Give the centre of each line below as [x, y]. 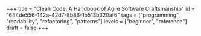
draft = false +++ [27, 28]
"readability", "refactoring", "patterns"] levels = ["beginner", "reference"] [97, 21]
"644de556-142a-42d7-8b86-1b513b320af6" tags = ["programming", [93, 15]
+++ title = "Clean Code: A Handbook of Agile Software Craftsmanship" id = [101, 9]
